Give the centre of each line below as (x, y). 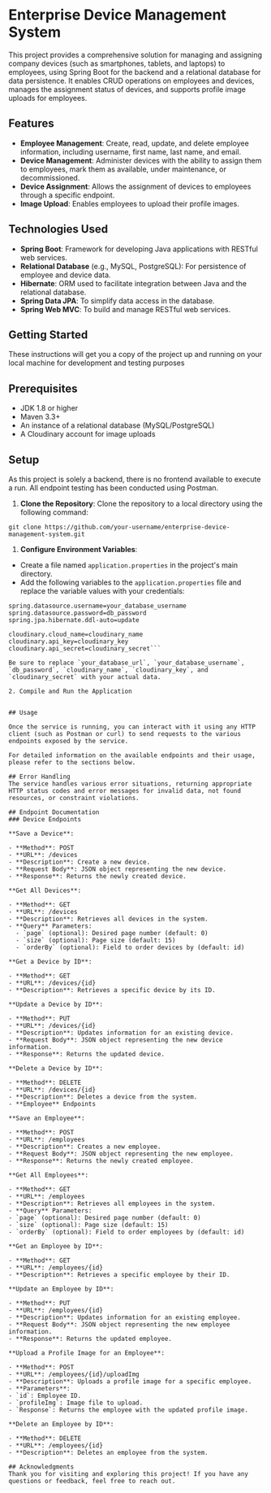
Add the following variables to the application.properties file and (131, 582)
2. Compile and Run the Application (70, 691)
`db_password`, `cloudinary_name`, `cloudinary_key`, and (108, 670)
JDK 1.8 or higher (49, 408)
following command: (54, 512)
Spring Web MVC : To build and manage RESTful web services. (125, 309)
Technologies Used (58, 229)
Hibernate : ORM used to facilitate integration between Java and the (133, 283)
